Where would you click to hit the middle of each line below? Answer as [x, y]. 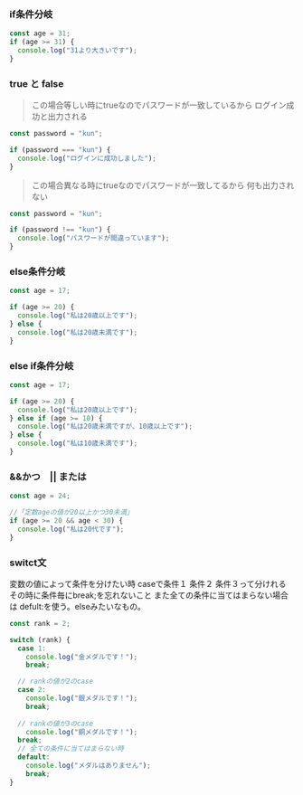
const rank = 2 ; [40, 623]
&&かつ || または [48, 477]
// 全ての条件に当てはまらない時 [71, 749]
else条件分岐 [38, 271]
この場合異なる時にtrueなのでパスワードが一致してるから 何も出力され [163, 185]
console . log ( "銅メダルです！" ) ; [82, 732]
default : [34, 757]
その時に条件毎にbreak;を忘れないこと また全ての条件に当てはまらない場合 [149, 595]
